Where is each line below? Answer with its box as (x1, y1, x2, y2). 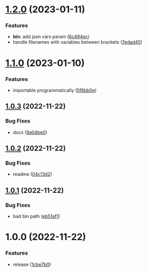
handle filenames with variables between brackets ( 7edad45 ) (12, 39, 142, 45)
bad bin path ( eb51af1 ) (12, 213, 60, 220)
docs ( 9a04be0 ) (12, 129, 48, 135)
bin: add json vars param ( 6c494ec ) (12, 33, 90, 40)
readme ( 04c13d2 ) (12, 171, 52, 177)
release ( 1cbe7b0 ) (12, 261, 51, 267)
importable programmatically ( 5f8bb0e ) (12, 87, 97, 93)
